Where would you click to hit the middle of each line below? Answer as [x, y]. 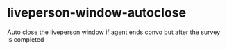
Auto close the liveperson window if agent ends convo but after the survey [114, 32]
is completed [26, 39]
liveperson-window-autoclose [96, 13]
